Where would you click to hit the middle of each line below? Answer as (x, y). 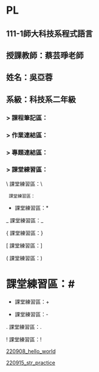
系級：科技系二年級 (41, 99)
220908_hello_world (31, 351)
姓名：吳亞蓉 (29, 77)
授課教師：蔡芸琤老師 (45, 55)
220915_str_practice (31, 363)
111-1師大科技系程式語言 (49, 33)
